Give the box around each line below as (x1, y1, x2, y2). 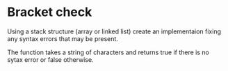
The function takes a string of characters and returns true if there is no (7, 48, 210, 56)
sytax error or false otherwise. (7, 55, 94, 63)
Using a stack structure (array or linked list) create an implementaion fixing (7, 27, 221, 35)
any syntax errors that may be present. (7, 34, 118, 42)
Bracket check (7, 4, 92, 20)
